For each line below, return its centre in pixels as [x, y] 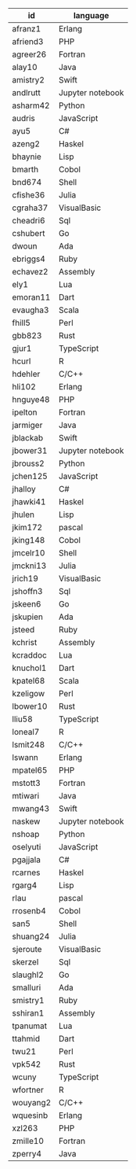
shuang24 [31, 937]
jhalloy [24, 489]
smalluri [27, 988]
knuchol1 [29, 668]
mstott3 [26, 783]
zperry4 [27, 1154]
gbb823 [27, 336]
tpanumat [30, 1026]
